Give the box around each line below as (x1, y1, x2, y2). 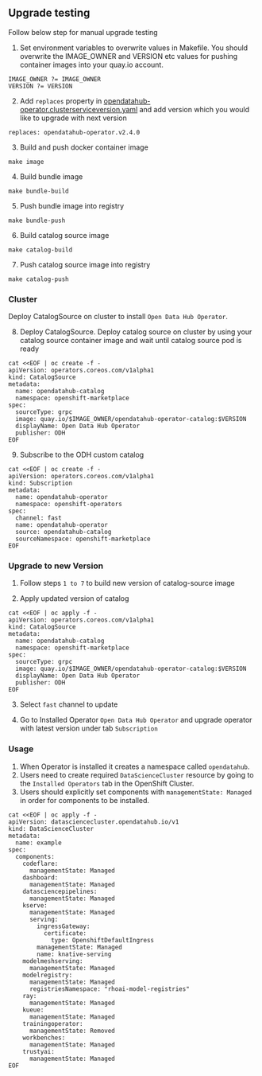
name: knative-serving (37, 950, 112, 958)
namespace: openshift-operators (15, 501, 123, 509)
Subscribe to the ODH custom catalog (19, 450, 144, 460)
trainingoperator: (22, 1019, 83, 1027)
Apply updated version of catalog (19, 594, 129, 603)
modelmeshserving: (22, 957, 83, 965)
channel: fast (15, 514, 62, 522)
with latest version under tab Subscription (19, 723, 159, 733)
